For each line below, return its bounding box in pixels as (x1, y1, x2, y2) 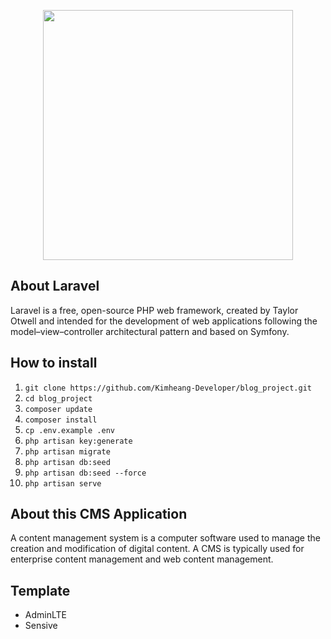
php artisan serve (24, 478, 102, 489)
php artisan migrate (24, 446, 111, 457)
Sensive (24, 620, 58, 632)
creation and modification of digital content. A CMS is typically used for (10, 543, 305, 555)
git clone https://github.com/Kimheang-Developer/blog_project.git (24, 383, 312, 393)
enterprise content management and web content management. (10, 553, 274, 565)
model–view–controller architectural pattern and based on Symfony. (10, 325, 290, 337)
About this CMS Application (10, 506, 188, 523)
